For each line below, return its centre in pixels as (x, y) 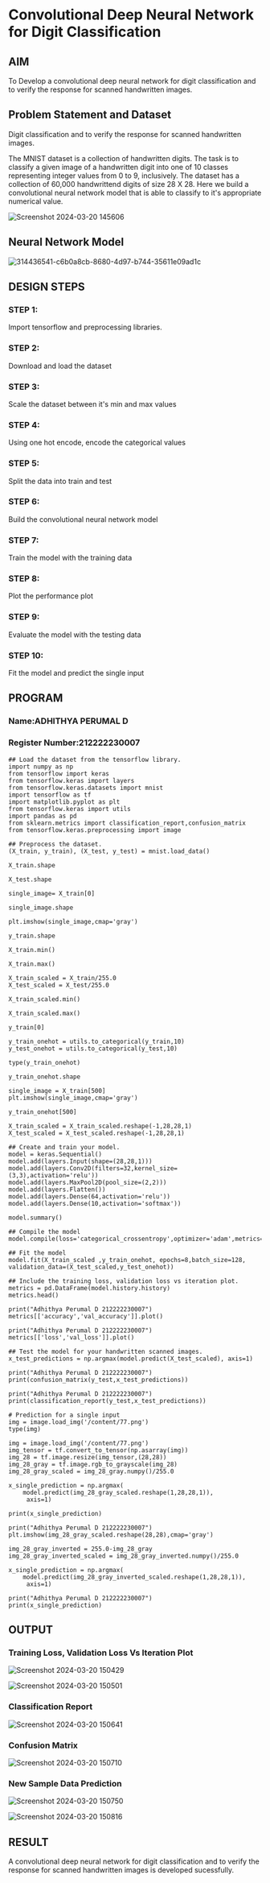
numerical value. (36, 201)
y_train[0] (27, 1027)
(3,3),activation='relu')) (53, 1175)
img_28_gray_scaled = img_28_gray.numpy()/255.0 (91, 1471)
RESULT (29, 1842)
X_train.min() (32, 950)
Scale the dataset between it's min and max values (92, 403)
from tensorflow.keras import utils (70, 809)
